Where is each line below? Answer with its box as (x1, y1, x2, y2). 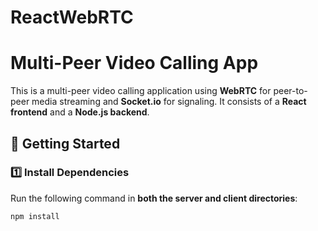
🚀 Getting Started (10, 135, 121, 152)
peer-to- (273, 85, 308, 97)
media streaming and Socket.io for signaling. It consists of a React (31, 96, 307, 108)
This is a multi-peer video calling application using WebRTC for (10, 85, 272, 97)
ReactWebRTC (10, 6, 134, 29)
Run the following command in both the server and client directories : (10, 192, 298, 204)
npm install (10, 211, 60, 221)
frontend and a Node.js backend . (10, 106, 150, 118)
